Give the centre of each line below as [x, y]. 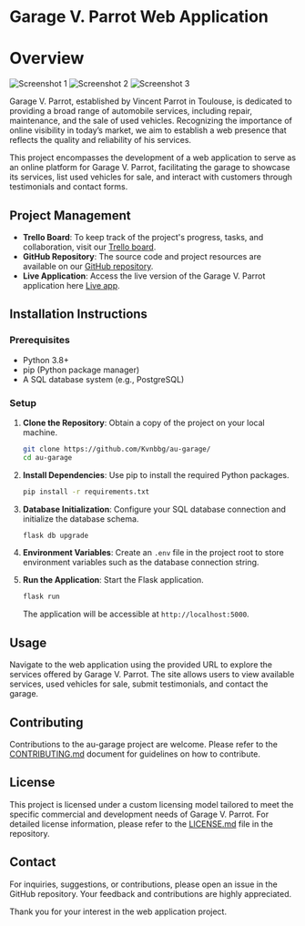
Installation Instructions [79, 315]
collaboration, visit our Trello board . [89, 247]
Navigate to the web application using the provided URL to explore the [141, 665]
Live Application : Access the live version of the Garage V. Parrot [144, 276]
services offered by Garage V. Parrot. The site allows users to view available [152, 675]
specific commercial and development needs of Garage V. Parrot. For [139, 814]
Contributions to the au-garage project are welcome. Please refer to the [143, 744]
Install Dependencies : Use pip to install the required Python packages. [156, 474]
